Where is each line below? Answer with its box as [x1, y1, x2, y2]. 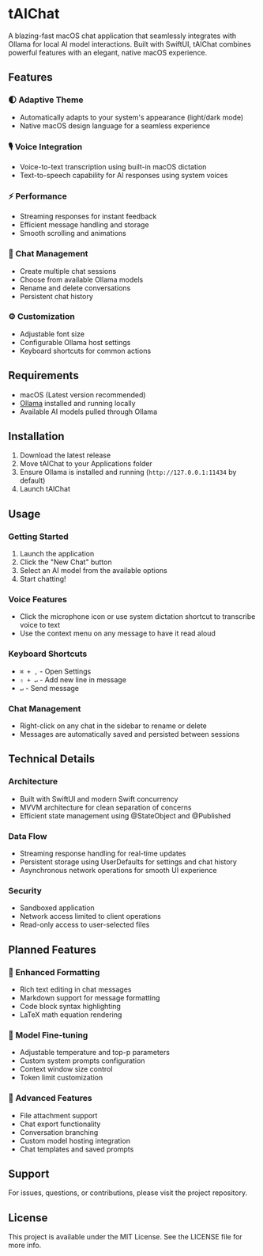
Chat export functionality [19, 1119, 101, 1129]
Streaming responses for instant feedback [19, 211, 157, 222]
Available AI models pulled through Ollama [19, 407, 158, 416]
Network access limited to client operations [19, 912, 162, 921]
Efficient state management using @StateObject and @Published [19, 810, 231, 820]
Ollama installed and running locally [19, 398, 136, 408]
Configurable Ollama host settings [19, 337, 131, 347]
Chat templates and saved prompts [19, 1144, 134, 1154]
